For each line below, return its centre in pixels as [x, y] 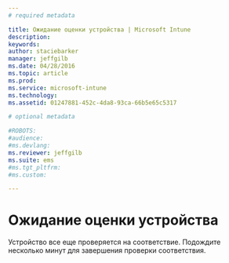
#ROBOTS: [22, 131]
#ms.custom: [27, 175]
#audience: [26, 138]
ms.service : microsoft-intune [58, 88]
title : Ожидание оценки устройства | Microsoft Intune [100, 29]
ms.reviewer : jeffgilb [45, 153]
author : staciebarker [44, 52]
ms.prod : [22, 80]
